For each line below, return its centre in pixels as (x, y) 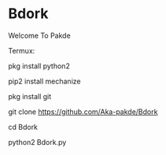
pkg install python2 (39, 66)
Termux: (22, 50)
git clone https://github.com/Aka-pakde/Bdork (83, 112)
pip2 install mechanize (44, 81)
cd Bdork (23, 127)
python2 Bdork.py (37, 142)
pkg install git (30, 96)
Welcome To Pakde (39, 35)
